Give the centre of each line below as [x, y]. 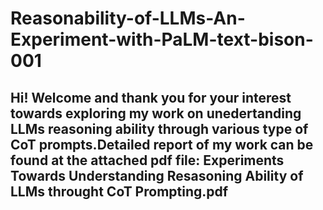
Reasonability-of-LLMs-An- [128, 18]
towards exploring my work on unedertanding [156, 113]
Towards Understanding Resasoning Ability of [157, 175]
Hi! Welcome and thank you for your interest [151, 97]
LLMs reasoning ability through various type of [159, 128]
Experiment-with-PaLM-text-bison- [162, 39]
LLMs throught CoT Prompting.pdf [119, 191]
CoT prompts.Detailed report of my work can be [162, 144]
